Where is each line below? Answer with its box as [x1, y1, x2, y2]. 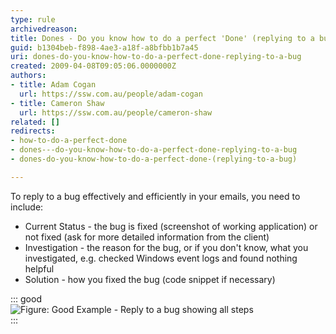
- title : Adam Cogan [10, 80, 97, 90]
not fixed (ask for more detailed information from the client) [24, 231, 270, 243]
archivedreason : [10, 24, 78, 34]
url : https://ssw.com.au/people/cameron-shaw [19, 107, 213, 118]
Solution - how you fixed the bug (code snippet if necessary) [24, 273, 276, 285]
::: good [10, 292, 42, 305]
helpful [24, 262, 55, 275]
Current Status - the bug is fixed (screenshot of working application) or [24, 220, 318, 232]
